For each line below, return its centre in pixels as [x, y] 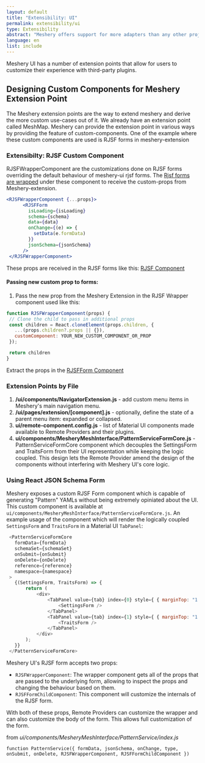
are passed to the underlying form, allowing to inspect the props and [101, 681]
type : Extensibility [33, 29]
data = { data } [44, 222]
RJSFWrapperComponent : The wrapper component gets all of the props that [107, 674]
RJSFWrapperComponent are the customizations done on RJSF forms [94, 168]
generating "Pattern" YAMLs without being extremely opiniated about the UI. [102, 500]
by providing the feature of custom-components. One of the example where [102, 133]
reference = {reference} [43, 566]
